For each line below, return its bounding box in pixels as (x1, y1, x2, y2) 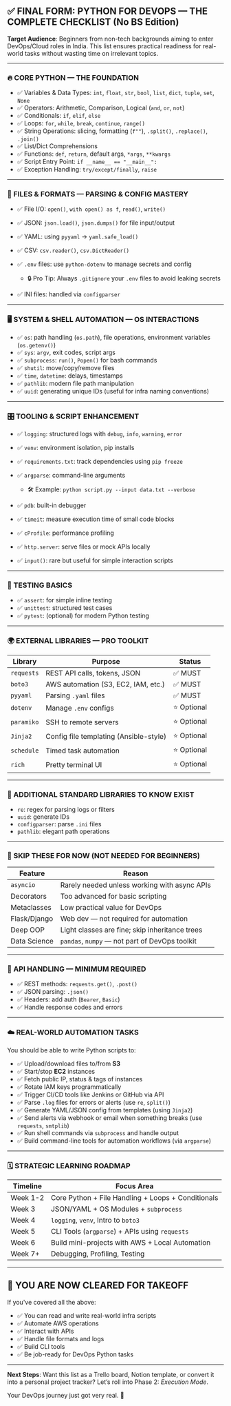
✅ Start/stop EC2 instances (16, 1067, 95, 1075)
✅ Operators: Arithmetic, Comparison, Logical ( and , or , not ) (16, 103, 185, 112)
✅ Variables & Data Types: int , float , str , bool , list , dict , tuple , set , (16, 89, 214, 97)
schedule (10, 747, 39, 755)
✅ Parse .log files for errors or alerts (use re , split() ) (16, 1098, 170, 1106)
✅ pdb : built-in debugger (16, 501, 87, 509)
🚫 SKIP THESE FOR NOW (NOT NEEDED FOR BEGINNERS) (7, 850, 201, 860)
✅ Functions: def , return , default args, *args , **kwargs (16, 150, 171, 158)
